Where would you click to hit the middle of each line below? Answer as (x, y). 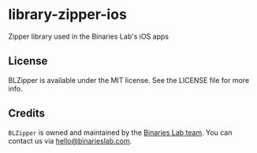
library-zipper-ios (68, 15)
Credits (27, 113)
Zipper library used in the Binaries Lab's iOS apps (89, 36)
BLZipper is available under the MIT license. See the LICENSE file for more (129, 80)
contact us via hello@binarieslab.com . (70, 140)
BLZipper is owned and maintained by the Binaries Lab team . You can (120, 132)
